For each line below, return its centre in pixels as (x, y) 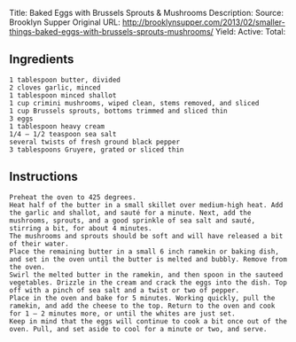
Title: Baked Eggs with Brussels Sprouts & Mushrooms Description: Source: (147, 13)
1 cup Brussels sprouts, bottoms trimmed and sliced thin (118, 111)
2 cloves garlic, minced (55, 88)
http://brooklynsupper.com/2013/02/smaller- (204, 22)
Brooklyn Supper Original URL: (65, 22)
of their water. (39, 244)
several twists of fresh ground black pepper (94, 142)
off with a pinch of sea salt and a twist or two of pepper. (125, 290)
